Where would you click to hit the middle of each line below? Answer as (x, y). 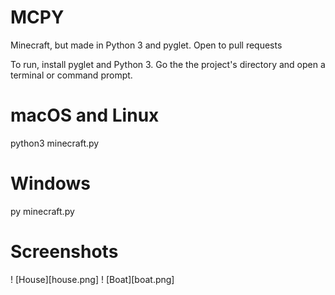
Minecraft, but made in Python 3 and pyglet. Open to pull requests (146, 45)
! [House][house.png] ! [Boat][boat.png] (92, 279)
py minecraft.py (42, 211)
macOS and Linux (85, 115)
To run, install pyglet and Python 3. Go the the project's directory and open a (168, 64)
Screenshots (64, 252)
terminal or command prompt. (71, 75)
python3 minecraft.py (55, 143)
